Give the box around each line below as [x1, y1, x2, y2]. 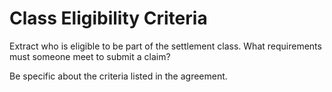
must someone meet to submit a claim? [9, 50, 171, 62]
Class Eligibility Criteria [9, 7, 208, 30]
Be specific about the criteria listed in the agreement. [9, 70, 228, 82]
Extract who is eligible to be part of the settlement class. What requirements [9, 40, 322, 52]
